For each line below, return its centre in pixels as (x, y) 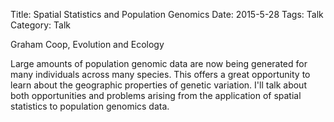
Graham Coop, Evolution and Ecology (87, 44)
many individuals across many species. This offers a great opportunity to (160, 74)
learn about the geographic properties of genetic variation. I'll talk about (158, 85)
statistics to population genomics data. (90, 106)
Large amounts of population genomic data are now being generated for (159, 63)
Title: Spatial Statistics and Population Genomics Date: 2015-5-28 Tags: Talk (167, 14)
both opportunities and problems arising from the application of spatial (156, 95)
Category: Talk (40, 25)
